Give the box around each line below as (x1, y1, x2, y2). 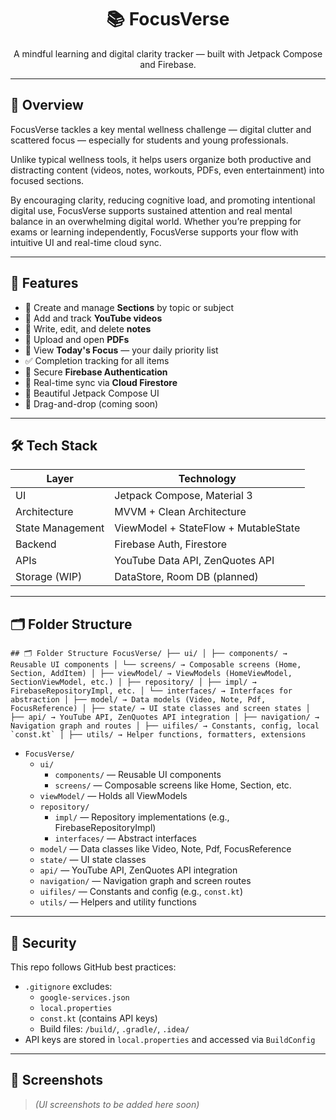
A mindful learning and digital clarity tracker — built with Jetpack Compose (13, 47, 323, 60)
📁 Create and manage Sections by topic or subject (24, 301, 235, 313)
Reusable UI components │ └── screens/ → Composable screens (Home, (10, 660, 302, 670)
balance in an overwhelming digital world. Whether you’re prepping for (10, 215, 302, 227)
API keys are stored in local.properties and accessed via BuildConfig (24, 1034, 316, 1045)
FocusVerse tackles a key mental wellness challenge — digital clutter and (10, 123, 312, 135)
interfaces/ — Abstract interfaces (54, 832, 197, 845)
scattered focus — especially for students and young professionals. (10, 134, 289, 146)
